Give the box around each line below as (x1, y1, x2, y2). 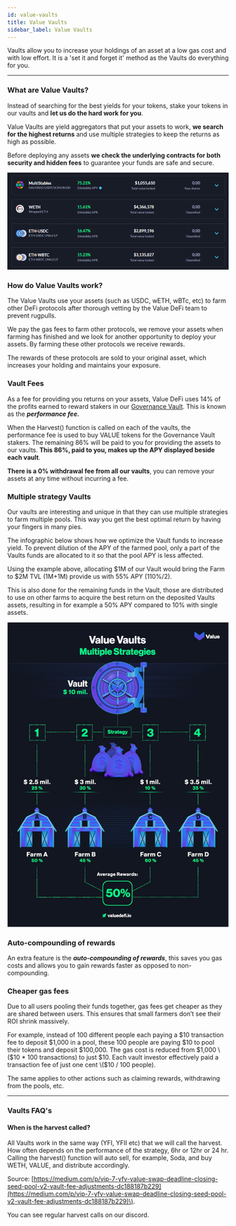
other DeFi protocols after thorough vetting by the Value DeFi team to (7, 304, 207, 313)
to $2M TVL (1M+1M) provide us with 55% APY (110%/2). (7, 573, 172, 580)
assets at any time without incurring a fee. (7, 474, 129, 483)
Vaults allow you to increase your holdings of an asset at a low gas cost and (7, 46, 227, 55)
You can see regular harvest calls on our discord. (7, 1211, 150, 1219)
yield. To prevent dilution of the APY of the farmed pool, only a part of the (7, 544, 220, 552)
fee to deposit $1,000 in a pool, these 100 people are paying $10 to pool (7, 1038, 215, 1047)
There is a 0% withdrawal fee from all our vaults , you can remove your (7, 467, 215, 475)
